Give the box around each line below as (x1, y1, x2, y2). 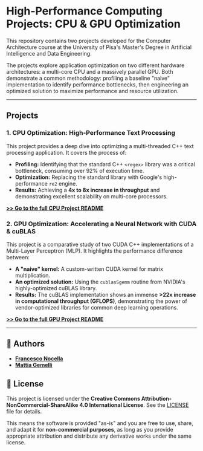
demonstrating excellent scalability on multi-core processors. (14, 192, 168, 200)
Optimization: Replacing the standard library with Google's (14, 174, 163, 181)
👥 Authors (6, 339, 45, 349)
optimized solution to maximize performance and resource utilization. (6, 87, 179, 94)
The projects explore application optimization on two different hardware (6, 62, 185, 69)
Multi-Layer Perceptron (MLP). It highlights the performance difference (6, 247, 183, 255)
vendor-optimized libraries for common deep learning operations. (14, 303, 178, 311)
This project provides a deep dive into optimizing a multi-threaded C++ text (6, 142, 195, 149)
